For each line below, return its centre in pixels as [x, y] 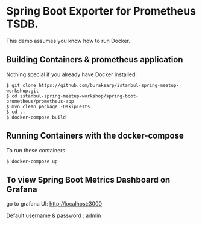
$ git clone [21, 85]
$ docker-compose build [36, 117]
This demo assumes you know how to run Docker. [68, 41]
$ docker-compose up [32, 161]
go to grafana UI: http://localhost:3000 [54, 204]
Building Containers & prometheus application [95, 60]
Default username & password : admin [54, 215]
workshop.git [23, 91]
